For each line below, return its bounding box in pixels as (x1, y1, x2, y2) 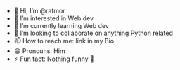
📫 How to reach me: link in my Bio (13, 37, 115, 45)
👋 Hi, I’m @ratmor (13, 7, 65, 15)
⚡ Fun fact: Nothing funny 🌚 (13, 55, 95, 63)
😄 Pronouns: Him (13, 47, 65, 55)
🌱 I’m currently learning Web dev (13, 22, 109, 29)
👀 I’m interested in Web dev (13, 14, 94, 22)
